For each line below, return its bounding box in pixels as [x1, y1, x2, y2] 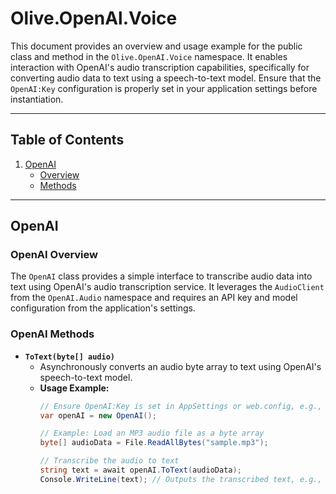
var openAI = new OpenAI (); [39, 410, 157, 421]
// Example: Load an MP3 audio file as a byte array [39, 428, 265, 439]
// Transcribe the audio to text [39, 456, 180, 466]
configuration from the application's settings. [10, 302, 196, 314]
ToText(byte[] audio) [24, 352, 115, 362]
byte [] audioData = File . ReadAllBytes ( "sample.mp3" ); [39, 438, 269, 448]
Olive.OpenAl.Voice [10, 7, 178, 30]
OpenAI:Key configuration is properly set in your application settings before [10, 82, 318, 94]
